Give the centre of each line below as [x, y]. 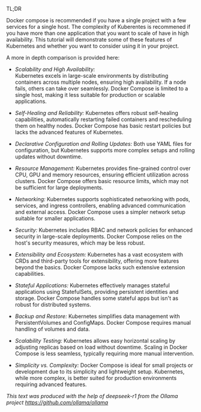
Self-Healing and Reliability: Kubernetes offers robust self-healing [97, 113]
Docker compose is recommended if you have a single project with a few [96, 20]
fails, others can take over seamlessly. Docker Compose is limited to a [101, 89]
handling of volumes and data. [52, 329]
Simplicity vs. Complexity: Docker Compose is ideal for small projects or [104, 365]
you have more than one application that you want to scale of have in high [97, 33]
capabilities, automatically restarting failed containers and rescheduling [103, 119]
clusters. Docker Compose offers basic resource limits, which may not [102, 181]
